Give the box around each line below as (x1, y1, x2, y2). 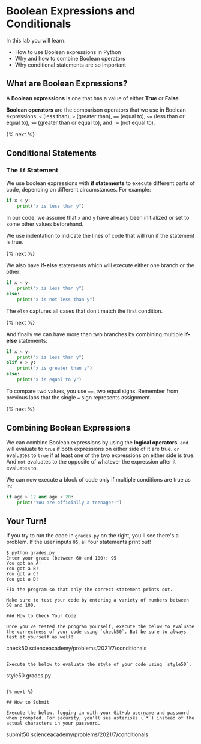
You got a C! (6, 571, 39, 577)
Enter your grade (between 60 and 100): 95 (6, 555, 117, 561)
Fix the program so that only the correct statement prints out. (6, 587, 173, 593)
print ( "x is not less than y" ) (17, 296, 95, 303)
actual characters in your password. (6, 721, 101, 727)
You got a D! (6, 576, 39, 582)
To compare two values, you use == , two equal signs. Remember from (6, 387, 179, 395)
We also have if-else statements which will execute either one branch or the (6, 262, 195, 269)
